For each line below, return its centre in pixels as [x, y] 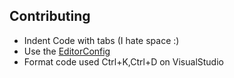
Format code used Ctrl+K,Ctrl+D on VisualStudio [123, 61]
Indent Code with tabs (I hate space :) [101, 40]
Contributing [50, 16]
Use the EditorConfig [67, 51]
